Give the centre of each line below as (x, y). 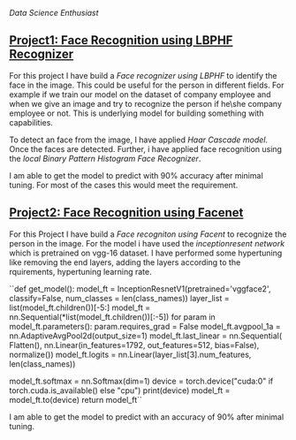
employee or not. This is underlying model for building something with (137, 113)
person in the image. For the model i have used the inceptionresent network (147, 243)
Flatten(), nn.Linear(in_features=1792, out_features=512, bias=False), (134, 345)
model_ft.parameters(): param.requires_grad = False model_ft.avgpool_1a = (145, 326)
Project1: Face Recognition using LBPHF (121, 40)
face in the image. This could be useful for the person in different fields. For (147, 85)
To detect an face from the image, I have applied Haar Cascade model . (138, 140)
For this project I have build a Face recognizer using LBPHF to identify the (143, 75)
